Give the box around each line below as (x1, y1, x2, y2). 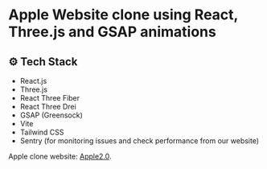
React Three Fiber (19, 93, 80, 102)
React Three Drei (19, 102, 76, 111)
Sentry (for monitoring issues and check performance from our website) (19, 136, 260, 146)
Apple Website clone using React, (8, 6, 239, 24)
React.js (19, 76, 47, 85)
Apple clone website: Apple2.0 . (8, 151, 112, 161)
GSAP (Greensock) (19, 110, 83, 120)
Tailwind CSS (19, 127, 64, 137)
